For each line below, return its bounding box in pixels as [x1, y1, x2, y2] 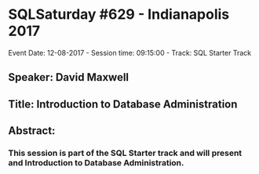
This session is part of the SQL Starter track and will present [8, 147, 243, 158]
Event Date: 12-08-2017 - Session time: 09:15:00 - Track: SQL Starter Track [8, 48, 252, 57]
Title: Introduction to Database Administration [8, 97, 238, 111]
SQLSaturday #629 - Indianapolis [8, 5, 230, 24]
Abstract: [8, 124, 56, 138]
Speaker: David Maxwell [8, 71, 129, 84]
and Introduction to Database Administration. [8, 158, 184, 169]
